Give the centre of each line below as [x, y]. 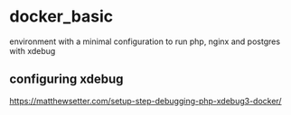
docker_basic [61, 17]
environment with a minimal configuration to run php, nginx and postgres [145, 41]
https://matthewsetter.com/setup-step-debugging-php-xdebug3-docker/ [145, 101]
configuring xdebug [66, 80]
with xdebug [33, 50]
